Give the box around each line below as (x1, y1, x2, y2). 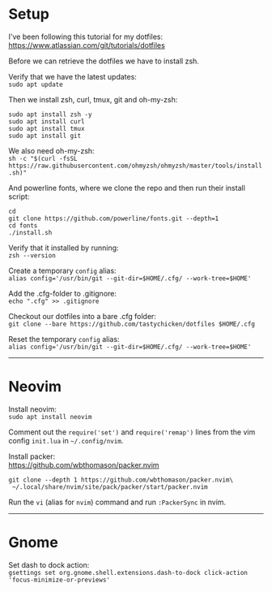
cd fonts (8, 221, 38, 230)
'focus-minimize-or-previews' (8, 576, 111, 584)
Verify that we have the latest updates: (8, 71, 138, 81)
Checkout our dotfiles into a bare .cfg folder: (8, 311, 156, 321)
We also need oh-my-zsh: (8, 145, 95, 155)
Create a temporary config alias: (8, 266, 117, 275)
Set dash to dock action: (8, 560, 90, 569)
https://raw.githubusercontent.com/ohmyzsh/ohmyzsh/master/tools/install (8, 162, 263, 170)
